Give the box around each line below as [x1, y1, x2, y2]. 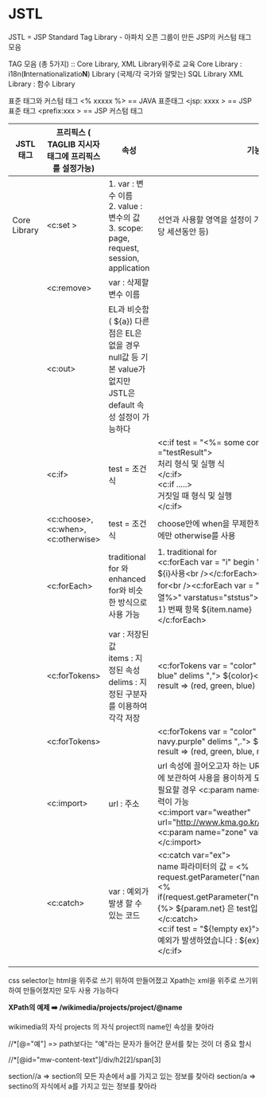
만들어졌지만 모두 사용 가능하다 [22, 986, 119, 995]
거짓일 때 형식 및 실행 [157, 490, 233, 501]
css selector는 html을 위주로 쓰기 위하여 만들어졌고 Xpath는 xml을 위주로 [8, 975, 237, 985]
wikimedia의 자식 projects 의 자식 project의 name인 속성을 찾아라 [8, 1021, 215, 1031]
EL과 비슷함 [108, 304, 149, 315]
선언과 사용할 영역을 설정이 [157, 214, 252, 225]
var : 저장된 [108, 628, 149, 640]
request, [108, 242, 140, 254]
